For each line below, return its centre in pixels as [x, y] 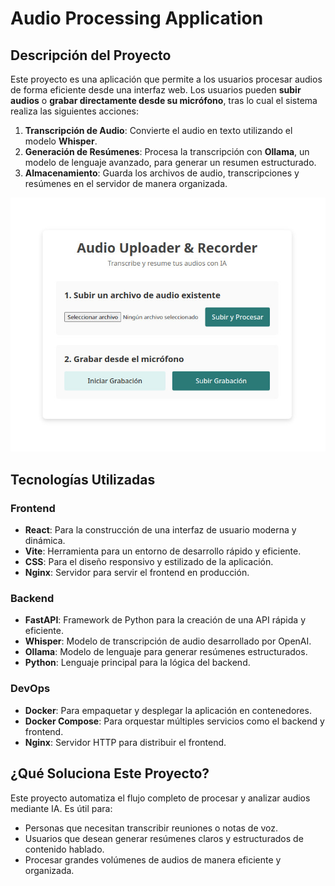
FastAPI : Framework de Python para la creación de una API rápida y [165, 620]
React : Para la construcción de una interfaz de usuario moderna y [160, 530]
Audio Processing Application [137, 18]
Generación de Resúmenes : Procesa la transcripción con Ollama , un [167, 151]
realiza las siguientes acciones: [74, 111]
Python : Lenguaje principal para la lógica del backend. [137, 663]
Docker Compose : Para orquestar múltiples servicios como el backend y [174, 721]
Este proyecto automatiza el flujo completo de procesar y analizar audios [160, 798]
